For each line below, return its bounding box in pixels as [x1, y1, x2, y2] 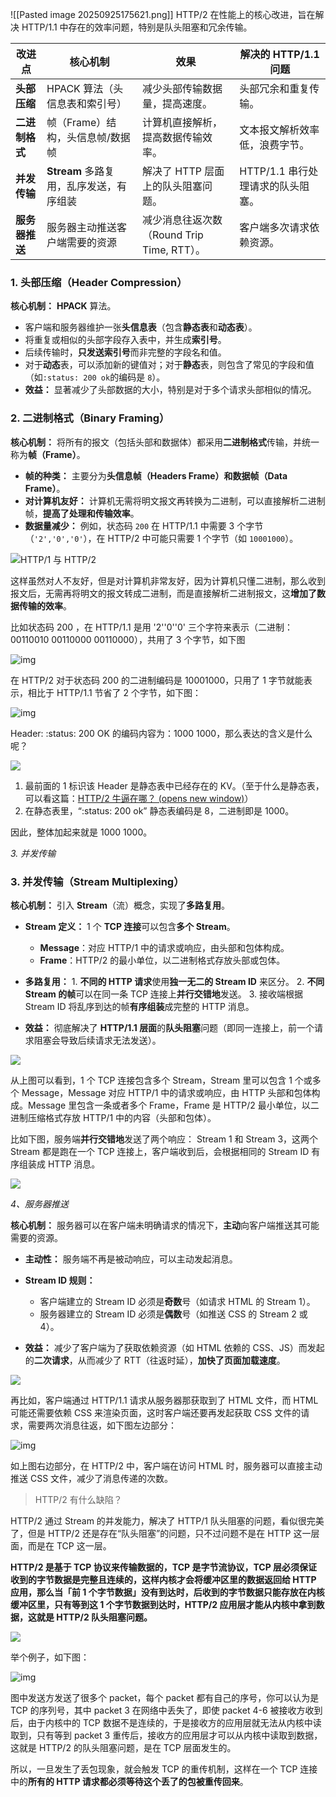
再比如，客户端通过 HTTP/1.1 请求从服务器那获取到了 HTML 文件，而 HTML [10, 1394, 319, 1406]
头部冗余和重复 [239, 82, 310, 95]
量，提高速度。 [141, 97, 213, 110]
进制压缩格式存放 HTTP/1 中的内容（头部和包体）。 [10, 1111, 217, 1123]
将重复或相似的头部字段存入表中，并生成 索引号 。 [24, 334, 227, 346]
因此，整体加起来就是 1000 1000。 [10, 826, 153, 838]
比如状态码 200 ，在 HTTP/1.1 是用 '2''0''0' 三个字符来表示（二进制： [10, 621, 293, 633]
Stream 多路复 [46, 164, 115, 178]
